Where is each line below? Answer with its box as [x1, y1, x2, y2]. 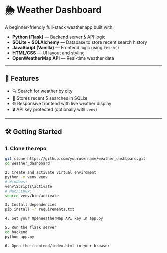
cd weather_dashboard [5, 161, 50, 166]
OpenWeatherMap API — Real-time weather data [12, 55, 114, 61]
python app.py [5, 234, 35, 239]
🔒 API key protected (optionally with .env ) [12, 106, 98, 112]
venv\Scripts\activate [5, 184, 52, 189]
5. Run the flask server [5, 225, 57, 230]
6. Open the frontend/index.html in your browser [5, 243, 110, 248]
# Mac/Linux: [5, 188, 32, 194]
